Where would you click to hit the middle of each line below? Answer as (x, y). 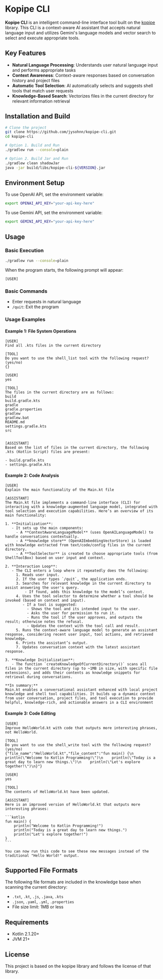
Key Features (26, 53)
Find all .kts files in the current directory (53, 346)
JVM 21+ (21, 939)
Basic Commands (26, 291)
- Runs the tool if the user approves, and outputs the (84, 618)
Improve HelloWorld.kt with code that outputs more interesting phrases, (81, 728)
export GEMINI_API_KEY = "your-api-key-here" (50, 222)
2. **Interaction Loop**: (31, 567)
